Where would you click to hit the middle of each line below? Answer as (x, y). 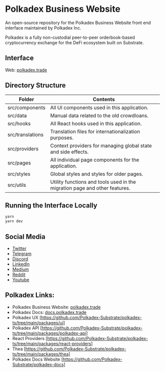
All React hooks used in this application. (96, 123)
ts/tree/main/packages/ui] (39, 322)
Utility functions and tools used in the (93, 182)
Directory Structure (36, 85)
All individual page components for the (95, 160)
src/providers (23, 148)
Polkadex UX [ (27, 317)
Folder (27, 99)
